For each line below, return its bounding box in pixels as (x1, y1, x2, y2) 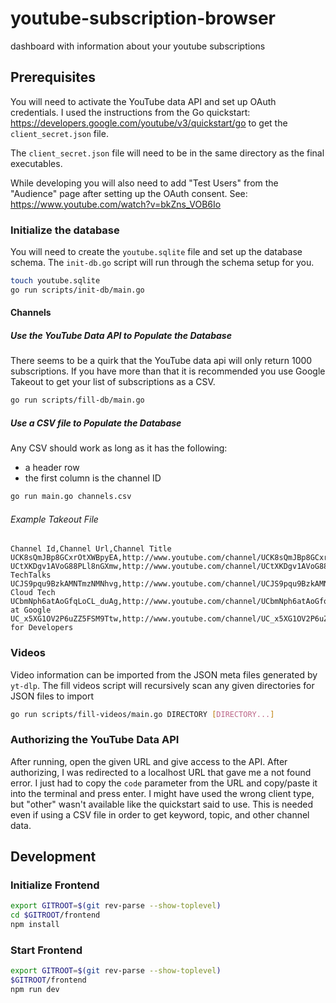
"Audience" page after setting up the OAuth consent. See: (10, 187, 248, 199)
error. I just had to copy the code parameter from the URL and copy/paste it (10, 777, 318, 789)
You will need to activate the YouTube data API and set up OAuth (10, 95, 277, 107)
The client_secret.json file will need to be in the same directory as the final (10, 147, 325, 159)
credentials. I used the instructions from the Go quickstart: (10, 106, 251, 118)
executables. (10, 157, 63, 169)
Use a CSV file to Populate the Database (10, 417, 182, 429)
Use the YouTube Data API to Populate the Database (10, 329, 232, 341)
